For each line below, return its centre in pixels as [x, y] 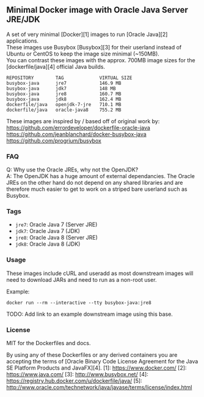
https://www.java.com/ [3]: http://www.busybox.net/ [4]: [77, 374]
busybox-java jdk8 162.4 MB [64, 99]
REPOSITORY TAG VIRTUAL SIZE [69, 78]
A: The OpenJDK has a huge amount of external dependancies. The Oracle [101, 176]
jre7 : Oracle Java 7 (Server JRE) [56, 224]
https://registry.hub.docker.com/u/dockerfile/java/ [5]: [74, 381]
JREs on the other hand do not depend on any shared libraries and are [95, 183]
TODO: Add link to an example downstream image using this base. [89, 314]
